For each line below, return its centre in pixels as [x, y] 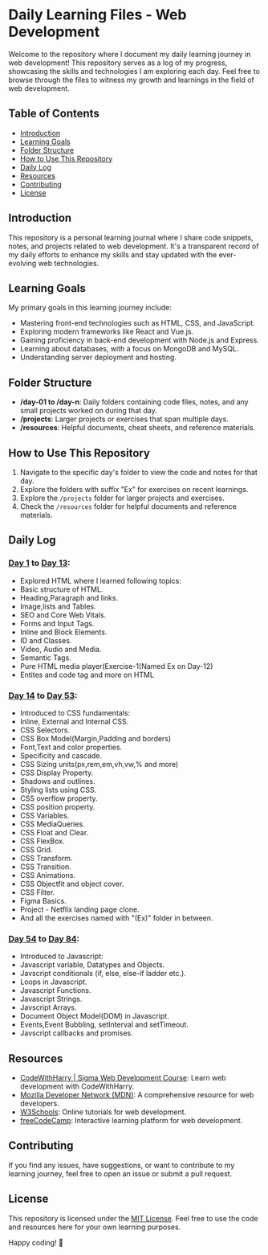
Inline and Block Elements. [63, 632]
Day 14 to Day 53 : [43, 695]
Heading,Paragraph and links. [69, 597]
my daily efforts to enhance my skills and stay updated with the [113, 254]
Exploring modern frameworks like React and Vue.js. [107, 332]
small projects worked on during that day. [89, 411]
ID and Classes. [46, 640]
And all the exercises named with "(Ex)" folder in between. [116, 917]
